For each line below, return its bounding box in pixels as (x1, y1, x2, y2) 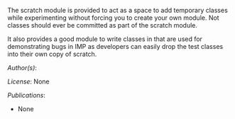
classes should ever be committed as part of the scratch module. (7, 21, 197, 29)
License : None (7, 77, 50, 86)
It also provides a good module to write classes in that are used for (7, 35, 202, 43)
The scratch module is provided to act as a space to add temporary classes (7, 6, 229, 14)
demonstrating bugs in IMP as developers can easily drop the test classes (7, 42, 224, 50)
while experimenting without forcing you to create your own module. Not (7, 13, 219, 22)
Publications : (7, 91, 46, 99)
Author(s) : (7, 64, 38, 72)
